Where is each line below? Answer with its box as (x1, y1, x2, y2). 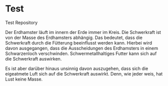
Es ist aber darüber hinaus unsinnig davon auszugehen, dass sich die (5, 65, 148, 71)
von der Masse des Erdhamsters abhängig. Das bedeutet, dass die (5, 34, 143, 40)
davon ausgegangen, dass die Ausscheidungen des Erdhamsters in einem (5, 45, 158, 51)
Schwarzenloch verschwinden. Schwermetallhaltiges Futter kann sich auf (5, 50, 157, 56)
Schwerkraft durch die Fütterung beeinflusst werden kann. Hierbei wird (5, 39, 152, 45)
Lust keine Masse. (5, 76, 43, 82)
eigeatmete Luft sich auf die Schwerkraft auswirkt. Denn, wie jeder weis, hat (5, 70, 163, 76)
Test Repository (5, 19, 38, 25)
